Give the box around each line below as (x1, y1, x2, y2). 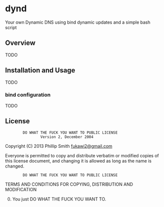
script (5, 24, 17, 30)
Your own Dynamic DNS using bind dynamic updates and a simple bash (5, 19, 151, 25)
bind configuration (5, 92, 51, 99)
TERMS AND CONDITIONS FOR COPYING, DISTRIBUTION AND (5, 181, 133, 187)
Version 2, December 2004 (40, 134, 94, 139)
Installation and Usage (5, 66, 75, 74)
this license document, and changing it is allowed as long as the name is (5, 158, 152, 164)
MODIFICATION (5, 186, 37, 192)
